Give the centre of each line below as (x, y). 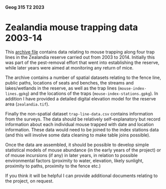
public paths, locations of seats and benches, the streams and (69, 82)
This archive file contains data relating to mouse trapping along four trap (80, 51)
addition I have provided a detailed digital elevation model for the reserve (81, 98)
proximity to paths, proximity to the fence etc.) (53, 166)
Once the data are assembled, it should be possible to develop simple (77, 144)
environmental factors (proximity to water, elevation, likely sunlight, (74, 160)
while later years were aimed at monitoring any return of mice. (69, 67)
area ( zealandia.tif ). (27, 104)
